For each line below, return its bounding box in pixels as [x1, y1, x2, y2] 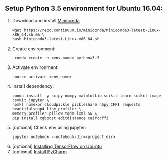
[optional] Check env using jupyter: [12, 124, 86, 130]
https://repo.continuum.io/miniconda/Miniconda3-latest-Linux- [23, 28, 161, 33]
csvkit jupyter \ [12, 97, 50, 103]
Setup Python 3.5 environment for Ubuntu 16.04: [5, 4, 163, 13]
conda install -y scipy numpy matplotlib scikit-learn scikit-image [12, 93, 161, 98]
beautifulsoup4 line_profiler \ [12, 106, 81, 111]
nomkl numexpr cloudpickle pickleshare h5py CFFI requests [12, 102, 141, 107]
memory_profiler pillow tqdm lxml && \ [12, 111, 98, 116]
